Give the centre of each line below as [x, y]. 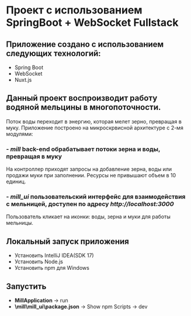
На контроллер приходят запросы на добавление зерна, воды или [89, 169]
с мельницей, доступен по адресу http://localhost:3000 [90, 204]
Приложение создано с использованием [85, 44]
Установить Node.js [39, 262]
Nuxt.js [23, 80]
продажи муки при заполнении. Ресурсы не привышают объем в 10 [91, 176]
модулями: [20, 134]
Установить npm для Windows [52, 268]
